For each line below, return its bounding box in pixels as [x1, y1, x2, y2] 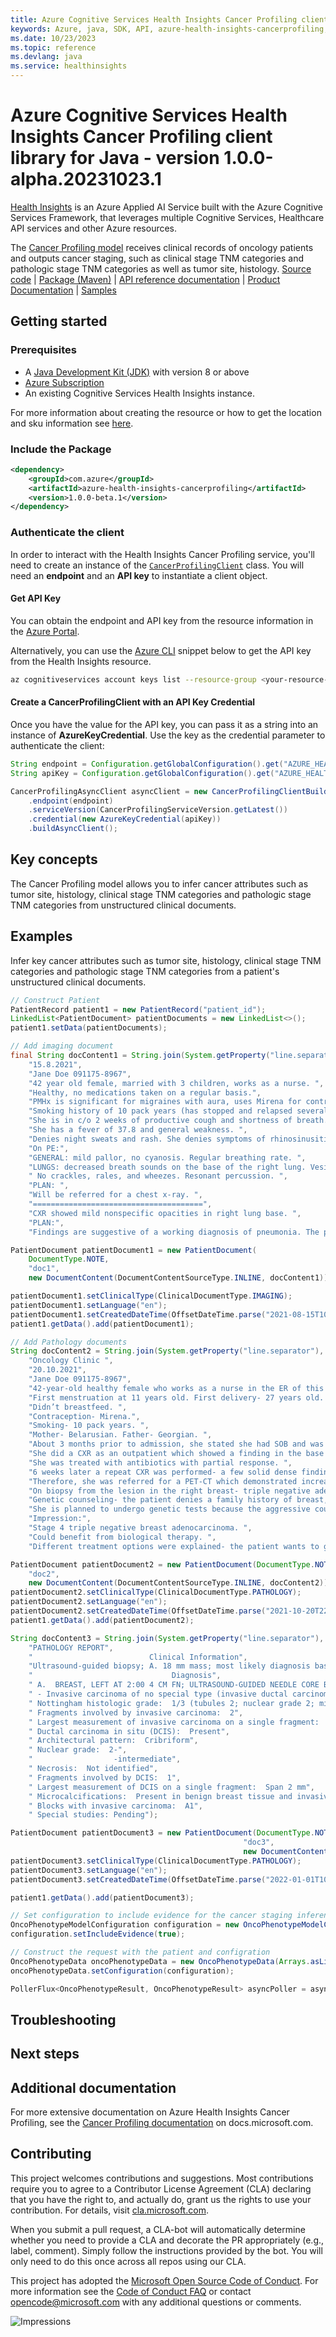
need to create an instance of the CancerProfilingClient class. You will [10, 559, 305, 571]
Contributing [10, 2146, 92, 2163]
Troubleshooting [10, 2011, 117, 2028]
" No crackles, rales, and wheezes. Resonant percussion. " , [28, 1171, 288, 1181]
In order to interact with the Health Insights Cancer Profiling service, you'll [10, 548, 315, 560]
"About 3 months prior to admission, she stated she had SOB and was [28, 1439, 325, 1450]
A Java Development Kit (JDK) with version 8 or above [24, 366, 250, 378]
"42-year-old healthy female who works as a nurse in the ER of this [28, 1383, 325, 1393]
